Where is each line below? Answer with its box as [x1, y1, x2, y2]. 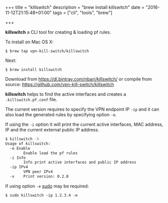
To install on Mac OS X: [5, 39, 54, 45]
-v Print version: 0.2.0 [10, 174, 69, 179]
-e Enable [10, 146, 30, 151]
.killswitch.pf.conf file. [5, 97, 58, 102]
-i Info [10, 155, 26, 160]
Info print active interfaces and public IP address [23, 160, 137, 165]
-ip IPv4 [10, 165, 28, 170]
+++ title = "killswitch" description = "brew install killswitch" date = [5, 5, 145, 10]
